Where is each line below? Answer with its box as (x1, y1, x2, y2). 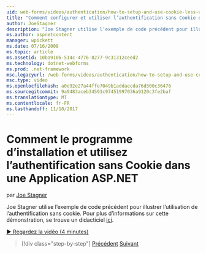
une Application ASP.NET (6, 171, 139, 185)
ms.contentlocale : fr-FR (6, 100, 70, 106)
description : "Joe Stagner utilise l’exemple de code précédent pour (6, 26, 188, 32)
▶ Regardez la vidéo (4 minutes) (6, 228, 89, 236)
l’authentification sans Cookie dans (6, 158, 191, 172)
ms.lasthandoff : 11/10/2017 (6, 105, 78, 112)
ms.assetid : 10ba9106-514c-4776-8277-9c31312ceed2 (6, 55, 139, 61)
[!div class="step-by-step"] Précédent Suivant (21, 240, 139, 247)
